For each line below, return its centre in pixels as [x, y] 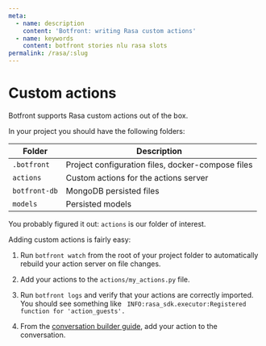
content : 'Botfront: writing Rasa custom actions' [110, 31]
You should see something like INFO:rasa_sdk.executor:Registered [133, 303]
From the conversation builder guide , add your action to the [118, 326]
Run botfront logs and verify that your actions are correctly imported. [137, 294]
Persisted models [98, 204]
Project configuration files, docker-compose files [159, 165]
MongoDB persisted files [112, 190]
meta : [17, 16]
